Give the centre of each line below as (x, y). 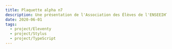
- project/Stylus (28, 34)
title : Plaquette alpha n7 (34, 10)
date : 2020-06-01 (24, 19)
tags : (11, 24)
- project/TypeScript (33, 39)
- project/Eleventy (31, 29)
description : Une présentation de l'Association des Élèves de (74, 15)
